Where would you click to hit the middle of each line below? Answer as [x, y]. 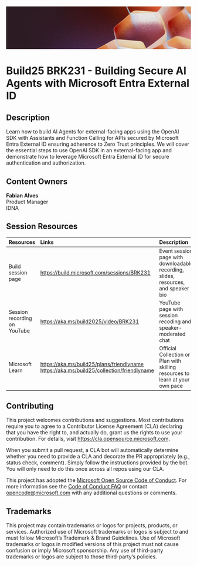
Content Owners [37, 181]
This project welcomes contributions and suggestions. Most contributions [95, 420]
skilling [168, 367]
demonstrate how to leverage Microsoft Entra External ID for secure [88, 157]
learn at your [174, 380]
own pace [171, 386]
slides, [167, 276]
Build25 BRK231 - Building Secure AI [96, 71]
